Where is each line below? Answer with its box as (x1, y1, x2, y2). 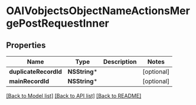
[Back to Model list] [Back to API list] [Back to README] (6, 93, 142, 99)
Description (103, 58, 137, 65)
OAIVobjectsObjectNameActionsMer (6, 4, 190, 18)
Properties (6, 40, 46, 50)
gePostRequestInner (6, 17, 109, 30)
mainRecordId (9, 77, 50, 85)
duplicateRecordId (9, 68, 62, 76)
